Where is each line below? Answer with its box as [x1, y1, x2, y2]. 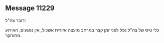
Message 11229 [5, 4, 55, 12]
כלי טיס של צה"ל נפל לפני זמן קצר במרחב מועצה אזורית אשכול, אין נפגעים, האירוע [5, 27, 159, 33]
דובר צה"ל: [5, 17, 26, 23]
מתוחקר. [5, 32, 22, 38]
